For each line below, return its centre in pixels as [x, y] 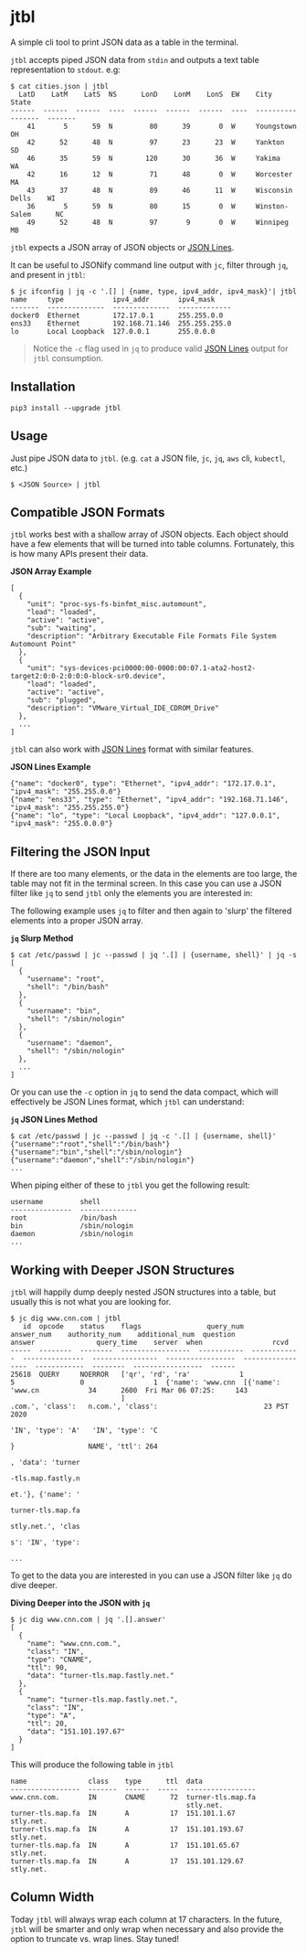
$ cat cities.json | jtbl [59, 86]
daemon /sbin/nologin [72, 1234]
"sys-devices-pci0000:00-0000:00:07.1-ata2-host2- [158, 668]
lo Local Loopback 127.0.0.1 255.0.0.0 [113, 331]
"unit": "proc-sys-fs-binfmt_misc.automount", [117, 604]
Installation [43, 387]
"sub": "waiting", [62, 628]
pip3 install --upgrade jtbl [66, 408]
